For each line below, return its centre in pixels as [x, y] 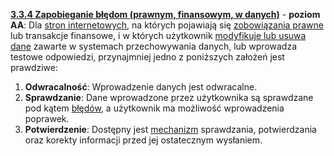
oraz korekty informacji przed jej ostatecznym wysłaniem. [143, 140]
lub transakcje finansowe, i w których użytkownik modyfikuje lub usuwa [158, 35]
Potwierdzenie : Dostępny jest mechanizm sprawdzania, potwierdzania [170, 129]
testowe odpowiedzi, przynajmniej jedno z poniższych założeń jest [147, 57]
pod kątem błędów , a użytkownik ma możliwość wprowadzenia [154, 108]
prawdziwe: [34, 67]
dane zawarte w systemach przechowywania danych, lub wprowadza [154, 46]
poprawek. [47, 118]
